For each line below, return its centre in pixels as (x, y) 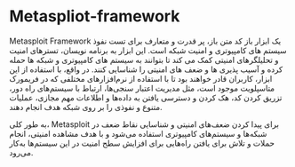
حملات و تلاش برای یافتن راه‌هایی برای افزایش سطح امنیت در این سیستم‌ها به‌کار (142, 143)
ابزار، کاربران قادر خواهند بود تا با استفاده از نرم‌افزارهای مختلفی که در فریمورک (141, 78)
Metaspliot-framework (95, 16)
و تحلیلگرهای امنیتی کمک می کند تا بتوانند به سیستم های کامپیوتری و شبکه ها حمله (144, 60)
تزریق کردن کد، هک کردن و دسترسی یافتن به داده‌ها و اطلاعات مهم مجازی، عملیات (146, 97)
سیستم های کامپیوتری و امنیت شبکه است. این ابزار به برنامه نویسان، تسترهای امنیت (148, 50)
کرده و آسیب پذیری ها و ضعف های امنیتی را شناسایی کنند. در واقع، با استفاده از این (146, 69)
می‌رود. (21, 152)
